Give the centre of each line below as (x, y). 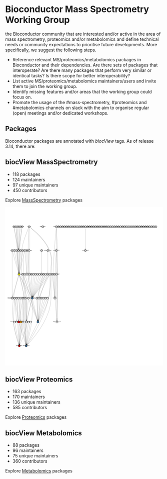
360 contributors (30, 461)
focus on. (22, 97)
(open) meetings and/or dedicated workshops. (60, 113)
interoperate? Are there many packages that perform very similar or (82, 70)
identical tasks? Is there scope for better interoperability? (71, 75)
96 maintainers (28, 450)
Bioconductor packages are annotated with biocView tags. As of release (79, 141)
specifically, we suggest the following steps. (51, 50)
